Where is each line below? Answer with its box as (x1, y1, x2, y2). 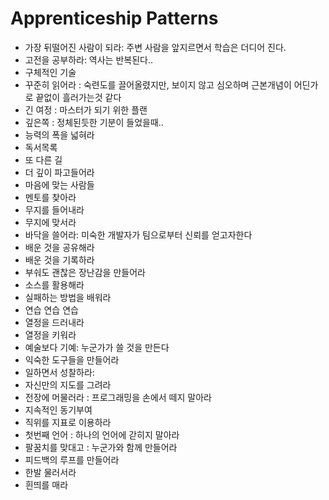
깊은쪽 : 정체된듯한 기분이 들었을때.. (24, 116, 164, 128)
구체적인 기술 (24, 66, 77, 78)
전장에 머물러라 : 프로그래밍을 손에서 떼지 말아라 (24, 391, 212, 403)
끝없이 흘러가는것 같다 (35, 91, 122, 103)
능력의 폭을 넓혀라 (24, 128, 95, 141)
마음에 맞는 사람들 (24, 178, 95, 191)
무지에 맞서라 (24, 216, 77, 228)
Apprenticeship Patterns (10, 7, 219, 30)
